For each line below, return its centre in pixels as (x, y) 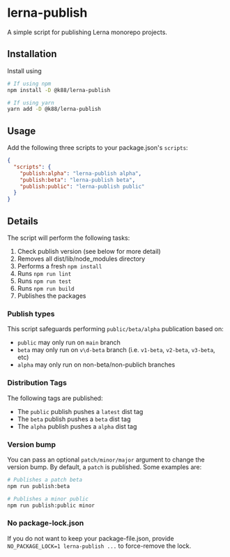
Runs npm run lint (44, 274)
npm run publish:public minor (51, 505)
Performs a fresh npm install (60, 266)
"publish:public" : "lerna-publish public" (82, 186)
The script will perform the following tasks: (69, 238)
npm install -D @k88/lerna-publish (59, 90)
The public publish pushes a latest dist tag (80, 411)
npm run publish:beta (39, 486)
